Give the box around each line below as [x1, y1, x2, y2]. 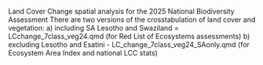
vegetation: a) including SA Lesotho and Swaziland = [8, 23, 179, 32]
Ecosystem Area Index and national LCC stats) [8, 49, 159, 57]
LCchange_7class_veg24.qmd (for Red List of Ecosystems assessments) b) [8, 31, 250, 41]
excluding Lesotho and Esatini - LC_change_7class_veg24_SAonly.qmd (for [8, 40, 250, 49]
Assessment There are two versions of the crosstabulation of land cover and [8, 15, 256, 24]
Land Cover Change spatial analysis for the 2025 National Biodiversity [8, 7, 235, 16]
